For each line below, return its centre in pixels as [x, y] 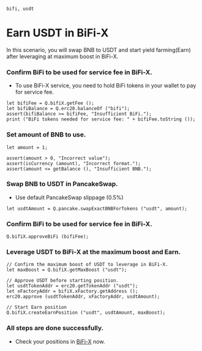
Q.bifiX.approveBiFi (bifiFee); [47, 237]
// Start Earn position [37, 308]
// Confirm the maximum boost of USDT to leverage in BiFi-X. [87, 265]
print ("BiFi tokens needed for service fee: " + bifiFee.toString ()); [101, 119]
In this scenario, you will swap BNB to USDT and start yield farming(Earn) [99, 50]
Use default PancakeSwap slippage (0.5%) [69, 197]
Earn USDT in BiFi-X [58, 33]
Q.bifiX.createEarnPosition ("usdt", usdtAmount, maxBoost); [86, 313]
